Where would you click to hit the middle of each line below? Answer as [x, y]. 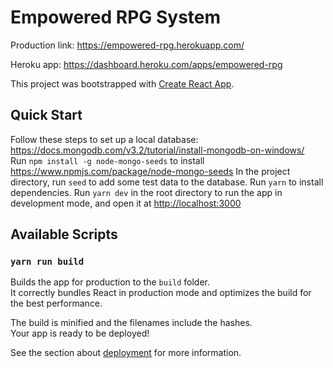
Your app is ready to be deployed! [80, 333]
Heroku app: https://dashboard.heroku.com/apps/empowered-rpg [146, 64]
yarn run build [47, 262]
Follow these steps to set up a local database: [104, 139]
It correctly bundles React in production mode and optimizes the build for [161, 293]
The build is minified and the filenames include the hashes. [131, 323]
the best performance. [56, 303]
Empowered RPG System [116, 17]
